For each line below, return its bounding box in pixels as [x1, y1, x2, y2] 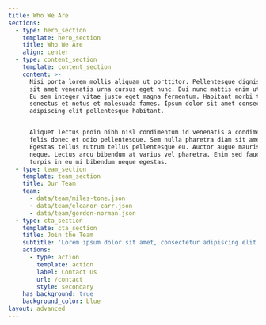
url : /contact [36, 275, 83, 283]
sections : [8, 19, 41, 27]
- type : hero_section [15, 26, 87, 34]
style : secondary [36, 282, 93, 291]
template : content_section [22, 63, 112, 71]
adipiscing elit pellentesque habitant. [28, 108, 165, 115]
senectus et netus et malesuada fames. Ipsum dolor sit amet [28, 100, 236, 108]
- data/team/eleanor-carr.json [28, 202, 133, 210]
